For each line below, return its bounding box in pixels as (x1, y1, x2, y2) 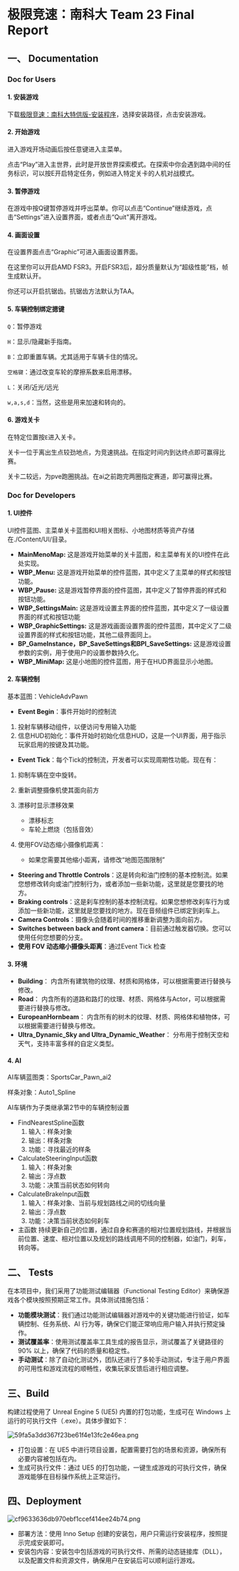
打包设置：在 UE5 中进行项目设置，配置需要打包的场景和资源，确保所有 (17, 1445, 227, 1454)
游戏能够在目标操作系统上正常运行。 (17, 1472, 124, 1481)
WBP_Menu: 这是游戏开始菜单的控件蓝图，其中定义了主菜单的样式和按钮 (17, 568, 232, 576)
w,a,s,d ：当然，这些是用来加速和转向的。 (7, 398, 130, 406)
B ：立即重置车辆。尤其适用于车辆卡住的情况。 (7, 352, 142, 361)
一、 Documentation (7, 52, 99, 64)
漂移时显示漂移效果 (17, 801, 75, 810)
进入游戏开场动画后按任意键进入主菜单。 (7, 144, 126, 154)
